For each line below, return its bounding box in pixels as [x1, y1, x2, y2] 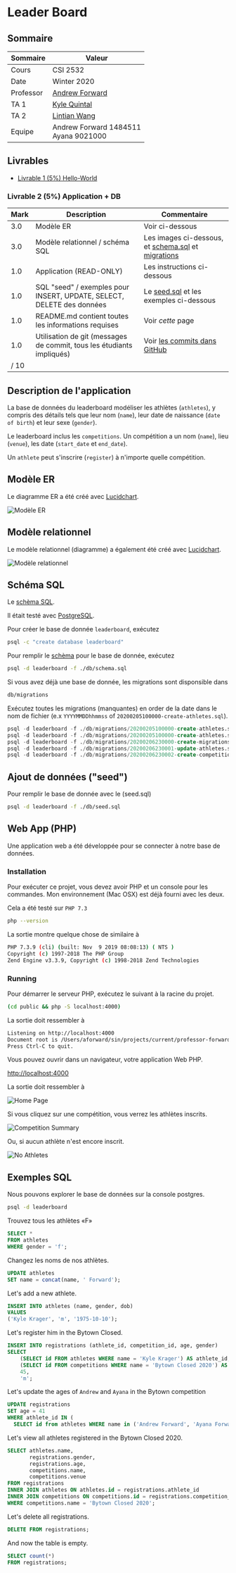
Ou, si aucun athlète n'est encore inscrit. [7, 1137, 124, 1146]
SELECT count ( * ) [7, 1552, 55, 1560]
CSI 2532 [52, 65, 84, 75]
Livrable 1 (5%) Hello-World [17, 173, 98, 182]
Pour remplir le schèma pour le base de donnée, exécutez [7, 651, 175, 660]
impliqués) [35, 350, 70, 359]
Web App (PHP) [7, 822, 77, 835]
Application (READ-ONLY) [35, 266, 123, 276]
